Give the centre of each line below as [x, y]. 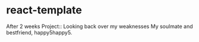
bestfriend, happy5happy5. [39, 32]
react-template [44, 10]
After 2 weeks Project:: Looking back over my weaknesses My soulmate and [99, 26]
